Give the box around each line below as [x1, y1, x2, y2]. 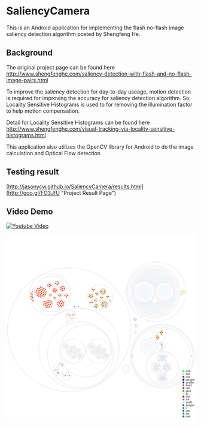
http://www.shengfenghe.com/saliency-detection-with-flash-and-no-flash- [6, 70, 192, 77]
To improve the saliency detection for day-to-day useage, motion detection [6, 88, 191, 95]
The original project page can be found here [6, 64, 115, 71]
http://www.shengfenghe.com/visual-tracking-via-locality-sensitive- [6, 125, 175, 132]
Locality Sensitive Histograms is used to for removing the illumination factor [6, 101, 193, 108]
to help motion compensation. [6, 107, 80, 114]
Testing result [6, 167, 59, 177]
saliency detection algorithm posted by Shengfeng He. [6, 30, 141, 37]
